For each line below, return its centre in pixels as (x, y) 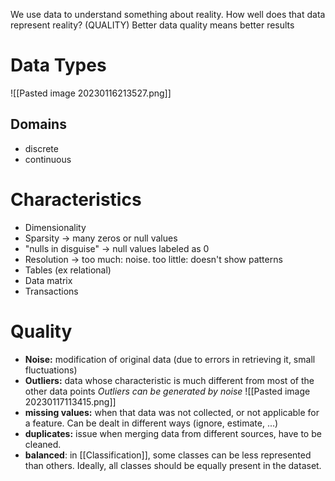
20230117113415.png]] (70, 401)
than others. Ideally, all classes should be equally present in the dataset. (173, 465)
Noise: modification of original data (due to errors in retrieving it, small (170, 359)
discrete (41, 148)
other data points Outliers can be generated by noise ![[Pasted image (167, 391)
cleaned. (43, 444)
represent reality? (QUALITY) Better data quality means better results (152, 25)
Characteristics (76, 199)
